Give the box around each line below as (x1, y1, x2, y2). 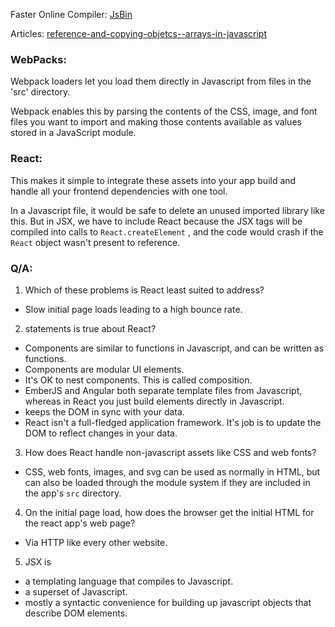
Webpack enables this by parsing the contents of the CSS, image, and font (10, 105, 318, 118)
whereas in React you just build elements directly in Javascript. (24, 395, 285, 407)
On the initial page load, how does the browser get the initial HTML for (24, 506, 315, 518)
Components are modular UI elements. (24, 363, 185, 375)
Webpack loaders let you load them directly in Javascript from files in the (10, 75, 312, 88)
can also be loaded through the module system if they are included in (24, 476, 311, 488)
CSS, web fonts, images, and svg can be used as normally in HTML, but (24, 465, 321, 478)
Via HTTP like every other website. (24, 536, 168, 548)
